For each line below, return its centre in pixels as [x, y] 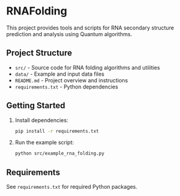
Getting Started [36, 106]
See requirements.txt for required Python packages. [72, 187]
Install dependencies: [42, 120]
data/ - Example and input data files [60, 74]
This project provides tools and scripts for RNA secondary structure [90, 28]
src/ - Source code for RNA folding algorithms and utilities [88, 67]
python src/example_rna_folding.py [60, 154]
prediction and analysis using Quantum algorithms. [69, 34]
